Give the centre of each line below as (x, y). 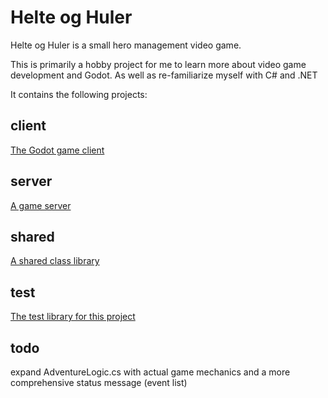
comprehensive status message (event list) (99, 382)
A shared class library (55, 261)
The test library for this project (73, 317)
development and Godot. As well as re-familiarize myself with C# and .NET (164, 75)
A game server (41, 205)
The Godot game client (57, 150)
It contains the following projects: (79, 94)
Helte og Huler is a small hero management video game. (126, 45)
